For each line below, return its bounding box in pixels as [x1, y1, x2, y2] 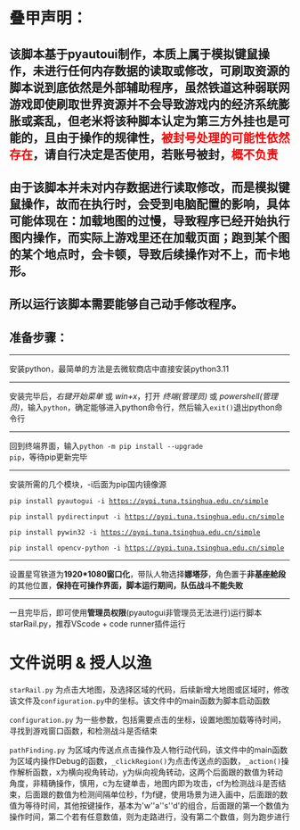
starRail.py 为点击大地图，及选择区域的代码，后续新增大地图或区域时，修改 [9, 685, 289, 695]
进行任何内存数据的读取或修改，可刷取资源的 [44, 63, 290, 79]
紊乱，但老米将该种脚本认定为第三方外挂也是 [32, 113, 279, 129]
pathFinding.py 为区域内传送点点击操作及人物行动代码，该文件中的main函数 [9, 744, 288, 755]
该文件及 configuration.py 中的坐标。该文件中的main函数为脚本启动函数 [9, 695, 271, 706]
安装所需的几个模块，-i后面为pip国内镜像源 [9, 479, 167, 490]
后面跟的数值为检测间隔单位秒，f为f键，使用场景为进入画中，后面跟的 [24, 789, 280, 800]
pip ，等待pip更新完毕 [9, 452, 88, 462]
